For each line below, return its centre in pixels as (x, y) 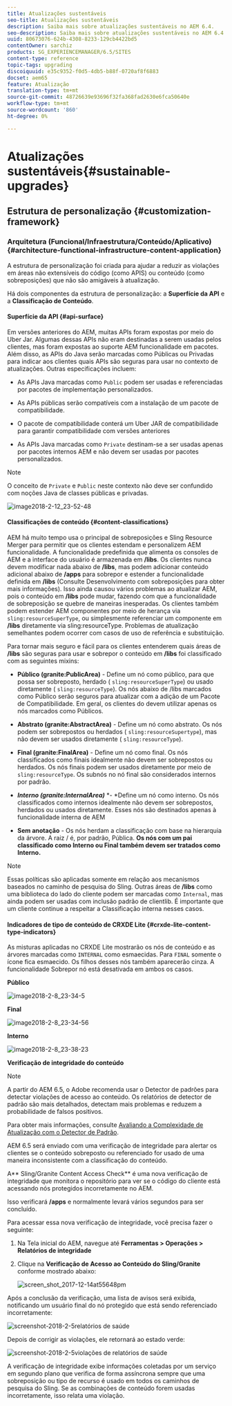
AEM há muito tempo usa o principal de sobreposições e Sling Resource (110, 537)
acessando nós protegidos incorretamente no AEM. (80, 1188)
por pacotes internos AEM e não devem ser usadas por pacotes (108, 451)
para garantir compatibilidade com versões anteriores (94, 431)
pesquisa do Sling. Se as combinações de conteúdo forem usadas (101, 1388)
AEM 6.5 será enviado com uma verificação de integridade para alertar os (112, 1146)
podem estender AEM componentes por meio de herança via (94, 610)
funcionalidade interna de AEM (61, 817)
